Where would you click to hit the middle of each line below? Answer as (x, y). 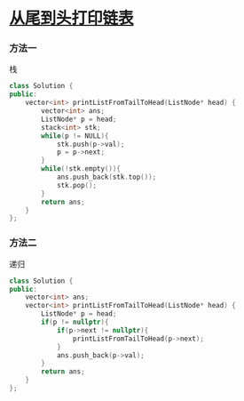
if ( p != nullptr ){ (75, 322)
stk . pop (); (77, 185)
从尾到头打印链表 (72, 18)
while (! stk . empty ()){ (81, 169)
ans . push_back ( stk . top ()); (106, 177)
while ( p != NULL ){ (75, 136)
